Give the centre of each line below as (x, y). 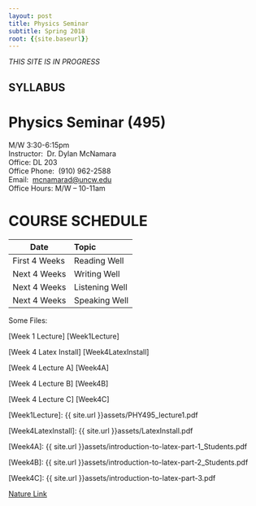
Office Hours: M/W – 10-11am (57, 188)
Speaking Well (101, 300)
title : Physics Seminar (49, 24)
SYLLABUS (37, 87)
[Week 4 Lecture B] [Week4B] (59, 383)
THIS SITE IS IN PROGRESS (54, 62)
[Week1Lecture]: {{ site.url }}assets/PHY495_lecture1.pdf (103, 415)
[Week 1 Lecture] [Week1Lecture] (64, 336)
